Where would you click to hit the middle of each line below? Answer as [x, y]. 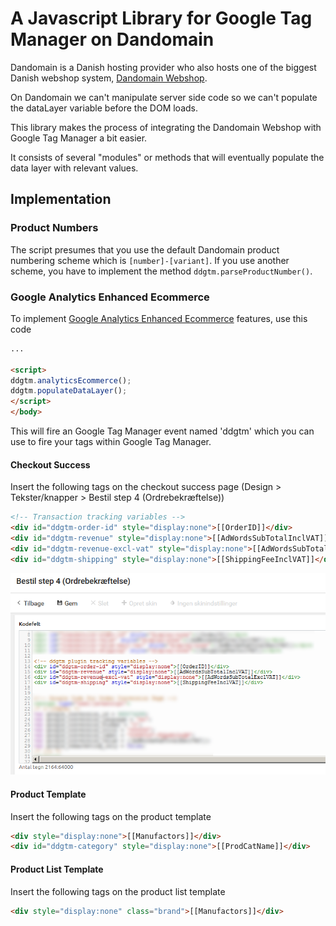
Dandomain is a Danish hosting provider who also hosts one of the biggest [163, 67]
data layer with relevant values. [74, 168]
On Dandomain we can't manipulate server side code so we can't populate [164, 97]
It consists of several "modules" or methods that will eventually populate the [167, 157]
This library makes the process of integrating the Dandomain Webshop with [166, 127]
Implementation [61, 199]
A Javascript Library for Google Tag [161, 18]
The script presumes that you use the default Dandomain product [145, 249]
